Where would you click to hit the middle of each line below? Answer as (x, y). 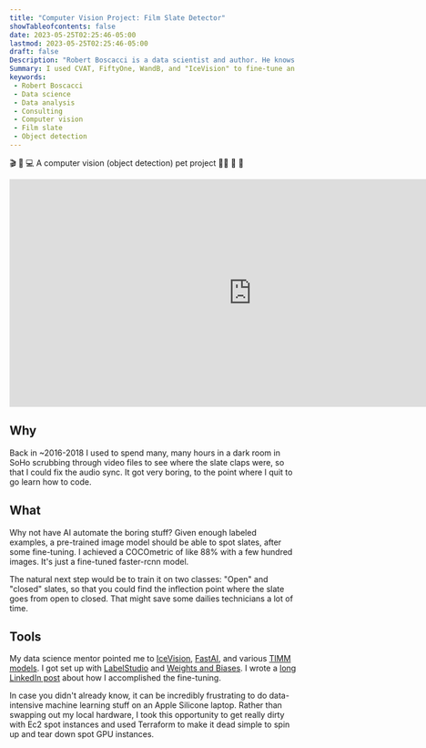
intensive (26, 705)
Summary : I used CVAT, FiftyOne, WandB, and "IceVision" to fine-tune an (152, 69)
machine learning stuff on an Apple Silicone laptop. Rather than (163, 705)
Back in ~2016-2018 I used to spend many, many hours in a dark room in (145, 453)
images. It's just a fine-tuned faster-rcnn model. (99, 561)
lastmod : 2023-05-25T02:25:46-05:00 (79, 43)
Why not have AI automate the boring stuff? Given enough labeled (133, 532)
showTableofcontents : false (63, 26)
